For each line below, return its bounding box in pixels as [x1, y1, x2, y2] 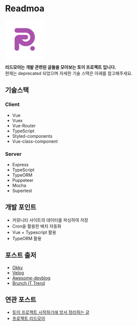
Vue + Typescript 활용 [12, 229, 56, 235]
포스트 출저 [5, 251, 37, 260]
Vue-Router [12, 123, 36, 128]
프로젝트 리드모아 [12, 316, 46, 322]
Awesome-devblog [12, 275, 50, 281]
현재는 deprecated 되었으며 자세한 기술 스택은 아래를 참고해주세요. [5, 70, 133, 76]
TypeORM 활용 [12, 235, 42, 241]
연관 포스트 [5, 295, 37, 304]
